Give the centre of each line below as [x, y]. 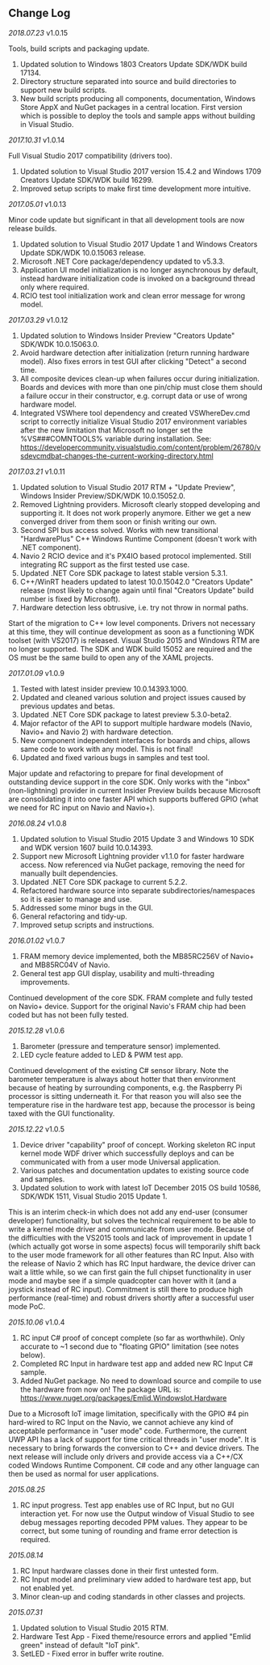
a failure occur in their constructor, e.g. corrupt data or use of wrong [133, 395]
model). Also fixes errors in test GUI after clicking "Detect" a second [133, 361]
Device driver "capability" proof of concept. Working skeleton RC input [137, 1144]
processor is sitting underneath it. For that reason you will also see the [125, 1096]
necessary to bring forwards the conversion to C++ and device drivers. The [134, 1447]
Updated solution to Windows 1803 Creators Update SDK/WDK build [133, 64]
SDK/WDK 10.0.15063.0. [59, 344]
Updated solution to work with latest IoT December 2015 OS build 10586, [140, 1187]
